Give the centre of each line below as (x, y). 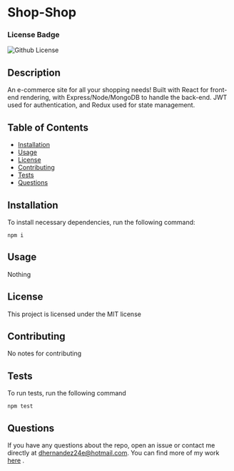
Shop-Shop (42, 12)
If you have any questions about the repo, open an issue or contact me (111, 445)
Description (34, 72)
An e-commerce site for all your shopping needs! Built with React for (108, 90)
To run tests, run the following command (67, 393)
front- (219, 90)
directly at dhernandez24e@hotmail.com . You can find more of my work (113, 452)
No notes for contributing (45, 353)
